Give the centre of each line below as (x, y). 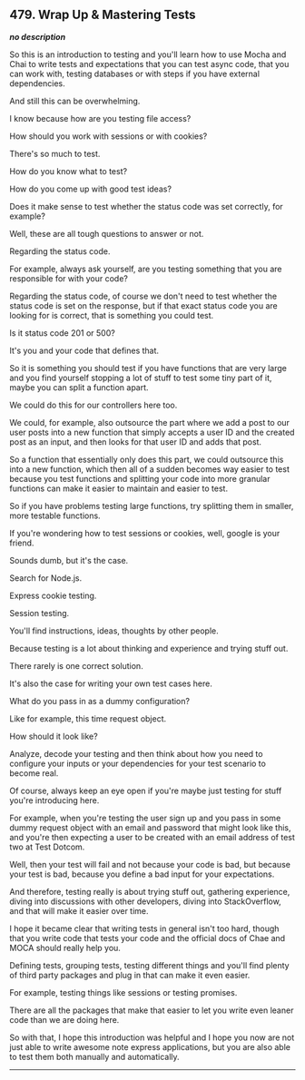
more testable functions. (55, 515)
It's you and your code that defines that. (84, 350)
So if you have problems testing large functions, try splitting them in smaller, (152, 506)
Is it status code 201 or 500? (62, 333)
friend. (22, 543)
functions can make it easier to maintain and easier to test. (119, 488)
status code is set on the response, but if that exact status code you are (144, 305)
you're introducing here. (54, 800)
